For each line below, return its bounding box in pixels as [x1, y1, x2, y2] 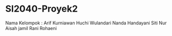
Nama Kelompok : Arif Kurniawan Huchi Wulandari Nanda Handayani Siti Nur [5, 20, 167, 26]
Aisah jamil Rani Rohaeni [5, 25, 57, 31]
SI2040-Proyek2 [5, 3, 78, 15]
